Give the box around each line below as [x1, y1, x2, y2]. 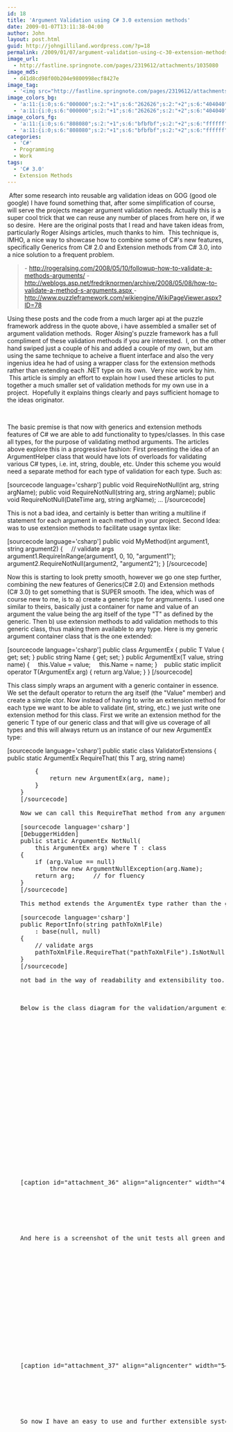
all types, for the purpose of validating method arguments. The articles [7, 437, 209, 446]
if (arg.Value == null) [34, 858, 116, 865]
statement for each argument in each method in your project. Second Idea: [7, 516, 221, 524]
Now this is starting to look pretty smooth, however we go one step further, [7, 572, 222, 581]
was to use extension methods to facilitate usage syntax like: [7, 524, 181, 532]
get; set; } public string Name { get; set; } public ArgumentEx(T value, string [7, 652, 223, 661]
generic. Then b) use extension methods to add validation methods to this [7, 617, 218, 625]
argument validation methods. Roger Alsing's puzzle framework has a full [7, 329, 218, 338]
